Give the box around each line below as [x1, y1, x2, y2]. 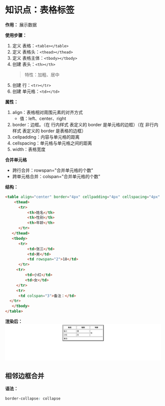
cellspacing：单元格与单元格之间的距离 [12, 140, 92, 146]
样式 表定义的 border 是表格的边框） [12, 128, 86, 134]
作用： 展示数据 [5, 22, 37, 28]
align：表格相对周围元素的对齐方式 [12, 109, 83, 115]
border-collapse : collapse [5, 396, 61, 401]
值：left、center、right [19, 115, 66, 121]
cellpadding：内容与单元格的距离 [12, 134, 80, 140]
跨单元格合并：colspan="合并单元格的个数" [12, 173, 101, 179]
